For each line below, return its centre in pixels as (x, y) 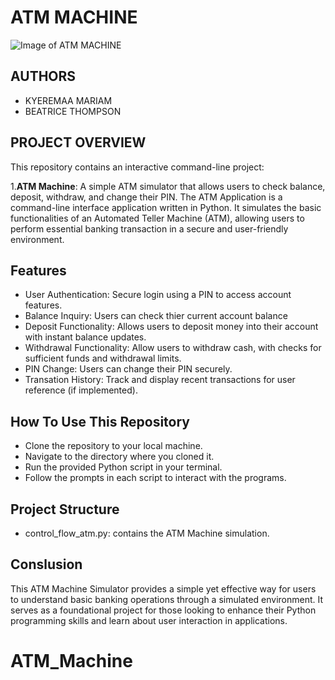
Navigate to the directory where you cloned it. (119, 457)
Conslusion (46, 564)
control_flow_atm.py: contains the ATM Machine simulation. (147, 533)
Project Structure (65, 509)
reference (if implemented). (81, 390)
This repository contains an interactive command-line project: (137, 167)
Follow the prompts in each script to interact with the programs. (155, 478)
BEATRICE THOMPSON (73, 111)
